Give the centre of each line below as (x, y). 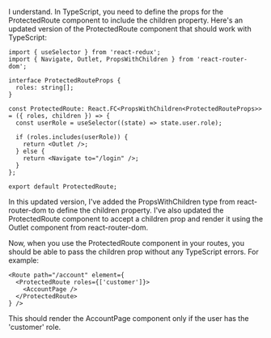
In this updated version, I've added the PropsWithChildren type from (122, 202)
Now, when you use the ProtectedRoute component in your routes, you (127, 243)
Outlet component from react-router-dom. (78, 227)
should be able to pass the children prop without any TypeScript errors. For (133, 251)
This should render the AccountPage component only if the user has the (129, 318)
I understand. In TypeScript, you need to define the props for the (116, 12)
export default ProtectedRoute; (63, 187)
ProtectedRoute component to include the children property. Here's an (126, 20)
